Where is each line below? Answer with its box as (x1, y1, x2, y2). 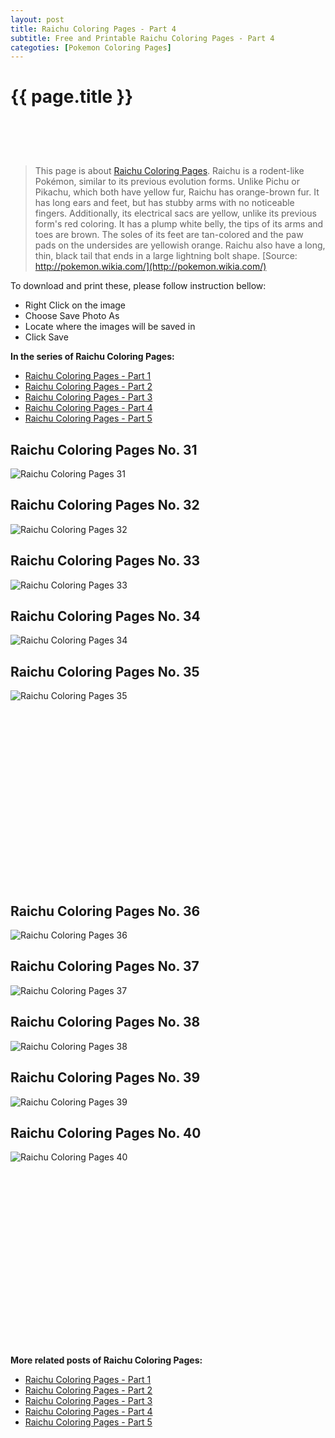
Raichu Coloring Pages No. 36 (10, 902, 201, 920)
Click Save (24, 331, 69, 343)
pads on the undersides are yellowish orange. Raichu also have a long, (34, 239, 326, 251)
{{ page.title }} (10, 86, 134, 108)
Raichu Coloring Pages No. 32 (10, 497, 200, 514)
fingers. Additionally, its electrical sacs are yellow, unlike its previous (34, 207, 317, 220)
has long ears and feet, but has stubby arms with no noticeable (34, 197, 295, 209)
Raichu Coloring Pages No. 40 (10, 1124, 202, 1141)
